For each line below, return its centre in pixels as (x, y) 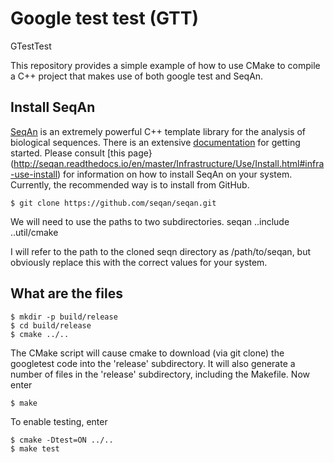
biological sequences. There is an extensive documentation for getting (155, 142)
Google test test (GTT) (105, 18)
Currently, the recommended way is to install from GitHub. (130, 184)
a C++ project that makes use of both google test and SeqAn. (137, 76)
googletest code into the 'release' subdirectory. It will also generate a (153, 363)
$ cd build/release (51, 325)
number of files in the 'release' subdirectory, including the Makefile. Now (160, 374)
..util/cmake (34, 232)
